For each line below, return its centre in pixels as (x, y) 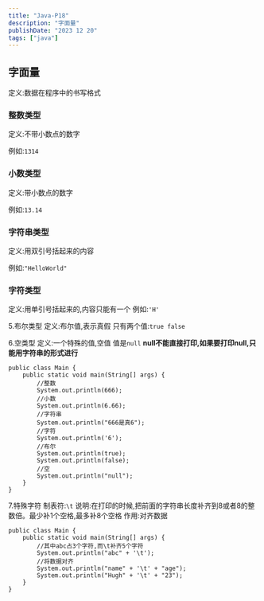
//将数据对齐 (55, 562)
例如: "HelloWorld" (38, 267)
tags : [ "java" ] (33, 38)
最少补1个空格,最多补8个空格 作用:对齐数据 (99, 516)
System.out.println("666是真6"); (91, 423)
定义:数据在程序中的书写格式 (55, 93)
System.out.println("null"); (85, 476)
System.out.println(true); (82, 454)
